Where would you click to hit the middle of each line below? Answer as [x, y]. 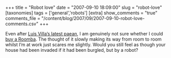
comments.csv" [22, 24]
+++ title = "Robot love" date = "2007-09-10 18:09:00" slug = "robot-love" [84, 7]
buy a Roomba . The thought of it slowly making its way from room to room [84, 39]
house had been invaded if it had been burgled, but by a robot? [72, 50]
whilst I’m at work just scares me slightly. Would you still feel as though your [85, 45]
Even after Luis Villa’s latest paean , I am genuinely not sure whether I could [84, 34]
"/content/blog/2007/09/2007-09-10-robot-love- [93, 18]
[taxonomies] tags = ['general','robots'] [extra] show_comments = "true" [81, 13]
